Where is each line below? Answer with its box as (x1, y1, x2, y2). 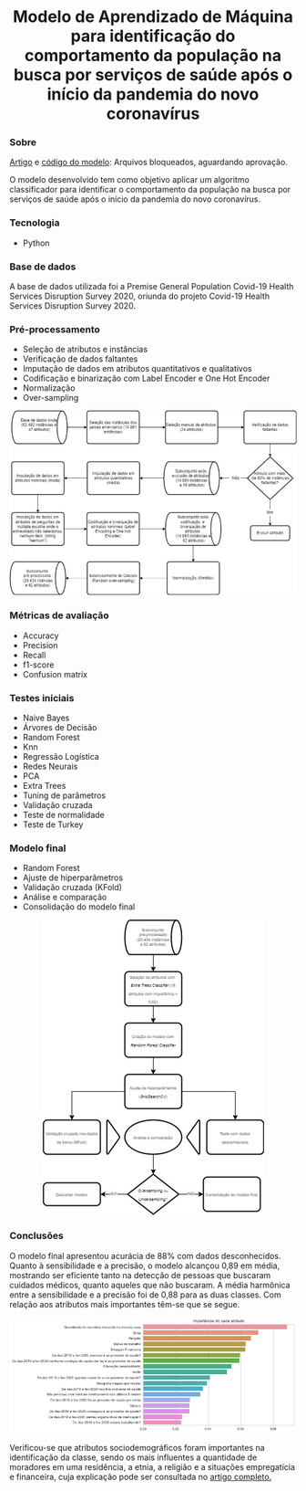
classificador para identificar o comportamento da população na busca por (9, 184, 291, 195)
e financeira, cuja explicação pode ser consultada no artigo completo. (9, 1472, 272, 1483)
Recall (22, 649, 46, 660)
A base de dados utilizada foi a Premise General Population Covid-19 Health (9, 281, 294, 292)
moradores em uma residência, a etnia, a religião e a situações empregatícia (9, 1462, 296, 1473)
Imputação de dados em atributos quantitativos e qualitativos (22, 363, 252, 374)
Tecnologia (9, 216, 60, 229)
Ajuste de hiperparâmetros (22, 872, 124, 883)
